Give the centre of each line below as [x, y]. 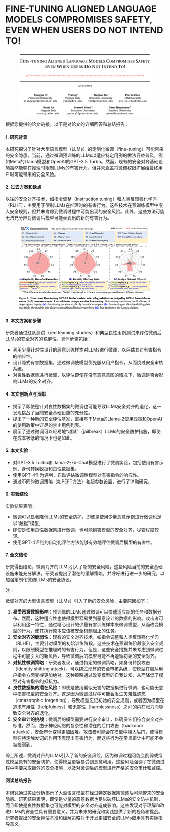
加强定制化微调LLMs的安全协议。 [40, 580]
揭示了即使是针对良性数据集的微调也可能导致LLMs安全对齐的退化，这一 [87, 406]
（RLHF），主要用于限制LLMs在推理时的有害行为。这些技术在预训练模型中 [82, 205]
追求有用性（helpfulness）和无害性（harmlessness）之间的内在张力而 [86, 707]
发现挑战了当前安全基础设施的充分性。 [52, 412]
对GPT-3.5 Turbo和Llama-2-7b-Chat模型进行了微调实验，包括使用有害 [86, 462]
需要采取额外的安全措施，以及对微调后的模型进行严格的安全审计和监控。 [89, 768]
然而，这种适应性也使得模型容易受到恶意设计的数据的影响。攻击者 [90, 618]
